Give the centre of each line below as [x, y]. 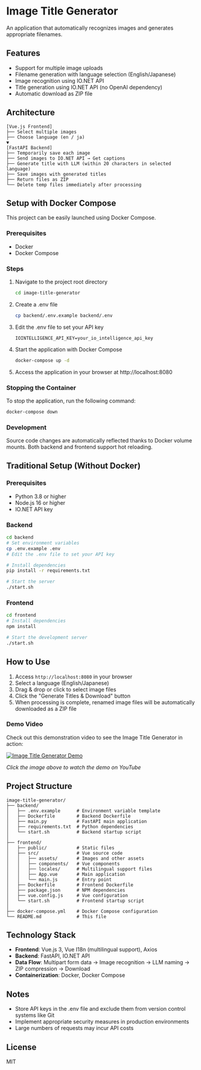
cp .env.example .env [33, 548]
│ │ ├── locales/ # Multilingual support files [79, 869]
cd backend [20, 537]
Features [23, 53]
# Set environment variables [43, 543]
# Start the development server [47, 637]
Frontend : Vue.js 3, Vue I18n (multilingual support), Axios [86, 950]
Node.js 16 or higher [40, 502]
